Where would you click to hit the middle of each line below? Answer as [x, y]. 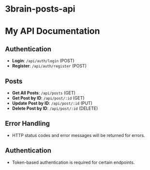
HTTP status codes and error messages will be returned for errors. [78, 135]
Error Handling [27, 124]
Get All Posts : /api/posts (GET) [44, 93]
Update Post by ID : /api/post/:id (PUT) [52, 103]
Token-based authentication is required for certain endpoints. [73, 162]
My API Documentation [52, 31]
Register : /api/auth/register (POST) [49, 66]
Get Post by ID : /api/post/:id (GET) [48, 98]
